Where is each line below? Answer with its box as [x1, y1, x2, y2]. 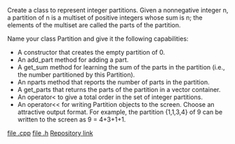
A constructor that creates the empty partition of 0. [17, 48, 166, 56]
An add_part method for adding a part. [17, 55, 129, 64]
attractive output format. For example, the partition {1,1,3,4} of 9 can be [17, 108, 223, 116]
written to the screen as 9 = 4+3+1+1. [17, 115, 126, 124]
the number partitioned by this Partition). [17, 70, 135, 79]
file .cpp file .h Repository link [7, 129, 93, 137]
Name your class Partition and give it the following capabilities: [7, 34, 189, 43]
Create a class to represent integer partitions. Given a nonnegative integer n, [7, 6, 229, 14]
